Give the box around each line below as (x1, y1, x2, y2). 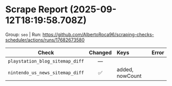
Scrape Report (5, 4, 68, 15)
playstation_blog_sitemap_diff (8, 58, 84, 64)
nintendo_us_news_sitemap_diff (8, 70, 84, 75)
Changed (89, 49, 112, 56)
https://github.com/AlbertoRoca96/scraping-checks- (42, 31, 155, 37)
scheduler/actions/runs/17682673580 (5, 37, 85, 43)
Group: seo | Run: (5, 31, 42, 37)
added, (117, 66, 134, 73)
